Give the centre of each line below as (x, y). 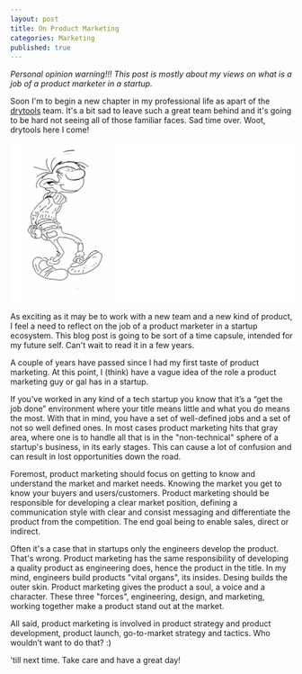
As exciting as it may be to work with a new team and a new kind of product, (151, 316)
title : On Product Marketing (65, 28)
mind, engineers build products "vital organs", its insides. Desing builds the (149, 577)
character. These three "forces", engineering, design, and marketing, (138, 596)
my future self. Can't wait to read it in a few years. (102, 345)
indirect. (26, 531)
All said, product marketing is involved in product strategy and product (141, 623)
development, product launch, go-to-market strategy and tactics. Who (140, 633)
